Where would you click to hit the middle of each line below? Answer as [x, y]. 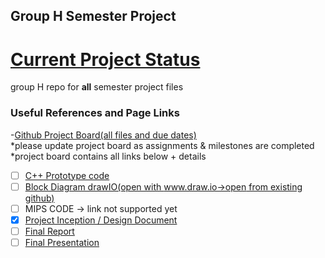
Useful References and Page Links [95, 113]
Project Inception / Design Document [101, 220]
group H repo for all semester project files [97, 87]
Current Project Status [105, 59]
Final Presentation [62, 242]
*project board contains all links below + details [108, 156]
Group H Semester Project [93, 16]
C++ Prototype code [67, 175]
